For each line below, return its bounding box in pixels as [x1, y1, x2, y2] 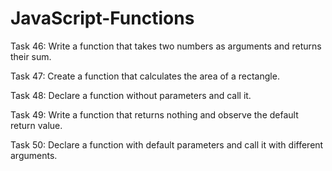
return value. [10, 119, 63, 131]
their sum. [10, 50, 52, 62]
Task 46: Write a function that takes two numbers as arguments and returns [10, 40, 322, 52]
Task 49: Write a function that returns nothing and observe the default [10, 108, 299, 121]
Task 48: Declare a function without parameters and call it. [10, 89, 252, 101]
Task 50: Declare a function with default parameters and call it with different [10, 138, 324, 151]
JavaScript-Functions [10, 7, 195, 30]
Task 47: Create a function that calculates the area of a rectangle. [10, 70, 280, 82]
